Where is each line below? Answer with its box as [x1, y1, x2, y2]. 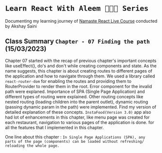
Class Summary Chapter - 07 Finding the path [5, 37, 150, 46]
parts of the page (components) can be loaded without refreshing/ [5, 139, 145, 144]
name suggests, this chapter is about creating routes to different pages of [5, 68, 153, 74]
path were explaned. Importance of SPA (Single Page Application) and [5, 89, 145, 94]
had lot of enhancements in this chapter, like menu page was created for [5, 114, 150, 120]
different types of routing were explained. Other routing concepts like [5, 93, 144, 99]
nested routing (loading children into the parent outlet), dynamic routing [5, 99, 148, 105]
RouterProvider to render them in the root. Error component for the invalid [5, 83, 152, 89]
